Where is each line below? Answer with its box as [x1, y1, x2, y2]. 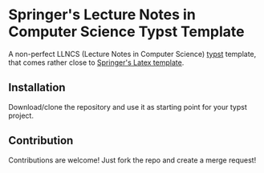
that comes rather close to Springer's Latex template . [8, 58, 185, 67]
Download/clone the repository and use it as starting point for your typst [8, 102, 247, 111]
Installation [8, 81, 66, 95]
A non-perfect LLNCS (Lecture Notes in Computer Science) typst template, [8, 49, 257, 58]
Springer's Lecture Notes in [8, 6, 197, 24]
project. [8, 111, 35, 120]
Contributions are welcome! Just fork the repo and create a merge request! [8, 155, 257, 165]
